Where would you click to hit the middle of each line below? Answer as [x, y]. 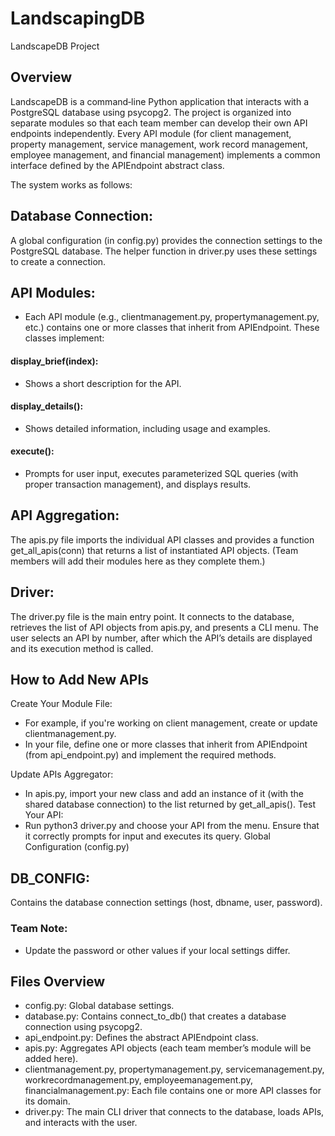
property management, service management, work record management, [159, 144]
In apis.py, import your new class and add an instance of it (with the [164, 794]
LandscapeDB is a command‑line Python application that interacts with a [159, 101]
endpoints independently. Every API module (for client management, [151, 133]
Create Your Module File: [61, 704]
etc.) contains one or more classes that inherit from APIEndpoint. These [172, 328]
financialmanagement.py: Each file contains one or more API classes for [173, 1091]
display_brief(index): [54, 361]
